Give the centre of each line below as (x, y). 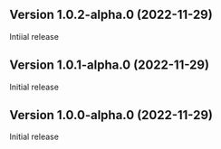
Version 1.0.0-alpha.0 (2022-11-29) (111, 115)
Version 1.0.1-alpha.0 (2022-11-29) (110, 65)
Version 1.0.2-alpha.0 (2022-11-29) (111, 15)
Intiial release (34, 36)
